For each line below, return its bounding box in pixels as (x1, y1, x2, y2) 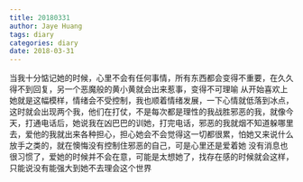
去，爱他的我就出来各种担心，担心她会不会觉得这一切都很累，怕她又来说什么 (9, 129, 294, 140)
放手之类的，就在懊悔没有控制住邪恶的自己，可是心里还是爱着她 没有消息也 (9, 141, 289, 151)
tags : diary (9, 30, 54, 39)
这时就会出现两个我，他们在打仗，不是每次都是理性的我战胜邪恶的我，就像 (9, 106, 286, 117)
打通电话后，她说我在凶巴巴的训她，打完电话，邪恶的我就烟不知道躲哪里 (24, 118, 294, 129)
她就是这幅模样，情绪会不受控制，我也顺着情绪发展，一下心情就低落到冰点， (9, 96, 294, 106)
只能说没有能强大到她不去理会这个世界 (9, 163, 151, 174)
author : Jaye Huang (9, 22, 83, 31)
